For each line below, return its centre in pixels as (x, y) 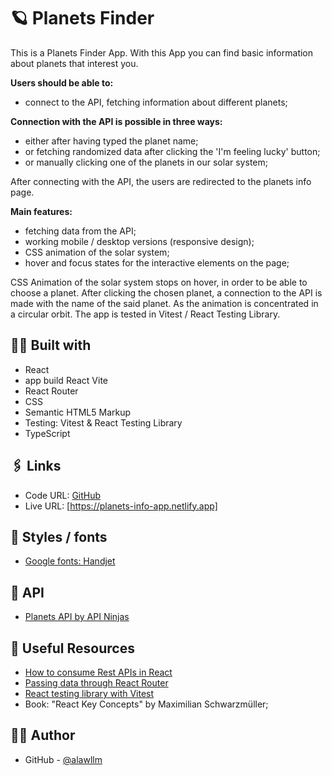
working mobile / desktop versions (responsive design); (139, 241)
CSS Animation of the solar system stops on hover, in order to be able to (159, 282)
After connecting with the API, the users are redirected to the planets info (161, 181)
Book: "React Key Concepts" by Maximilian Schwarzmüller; (146, 704)
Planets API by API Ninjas (77, 617)
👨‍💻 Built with (51, 345)
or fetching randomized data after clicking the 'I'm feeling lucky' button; (172, 151)
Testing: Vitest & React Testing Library (103, 422)
